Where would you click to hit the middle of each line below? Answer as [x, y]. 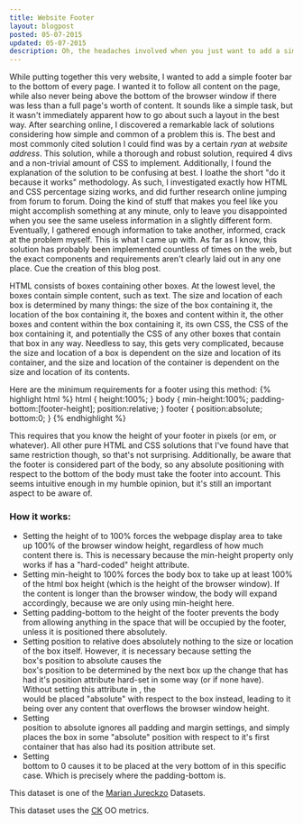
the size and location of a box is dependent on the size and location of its [145, 353]
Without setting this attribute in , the [89, 690]
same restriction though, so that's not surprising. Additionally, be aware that [150, 455]
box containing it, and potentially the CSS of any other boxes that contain [145, 334]
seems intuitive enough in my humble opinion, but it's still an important [141, 484]
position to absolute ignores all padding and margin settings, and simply [156, 728]
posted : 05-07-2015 [46, 34]
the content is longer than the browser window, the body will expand [150, 594]
